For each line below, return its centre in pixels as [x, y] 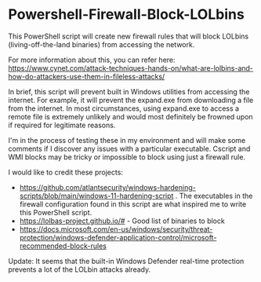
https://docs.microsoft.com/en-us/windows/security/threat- [116, 229]
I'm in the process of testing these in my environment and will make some [127, 140]
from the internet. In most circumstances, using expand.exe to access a [124, 108]
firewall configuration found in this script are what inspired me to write [133, 204]
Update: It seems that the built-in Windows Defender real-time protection [126, 261]
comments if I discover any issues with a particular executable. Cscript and [129, 148]
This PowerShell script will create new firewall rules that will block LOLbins [129, 36]
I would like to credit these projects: [66, 172]
